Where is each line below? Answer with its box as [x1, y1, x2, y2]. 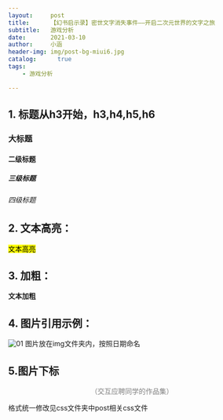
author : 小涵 [8, 41, 63, 49]
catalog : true [8, 56, 72, 64]
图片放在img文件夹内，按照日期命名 [24, 339, 141, 349]
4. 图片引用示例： [8, 316, 93, 330]
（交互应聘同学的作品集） [90, 386, 174, 396]
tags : [8, 63, 26, 71]
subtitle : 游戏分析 [8, 26, 75, 34]
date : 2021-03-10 [8, 33, 86, 42]
